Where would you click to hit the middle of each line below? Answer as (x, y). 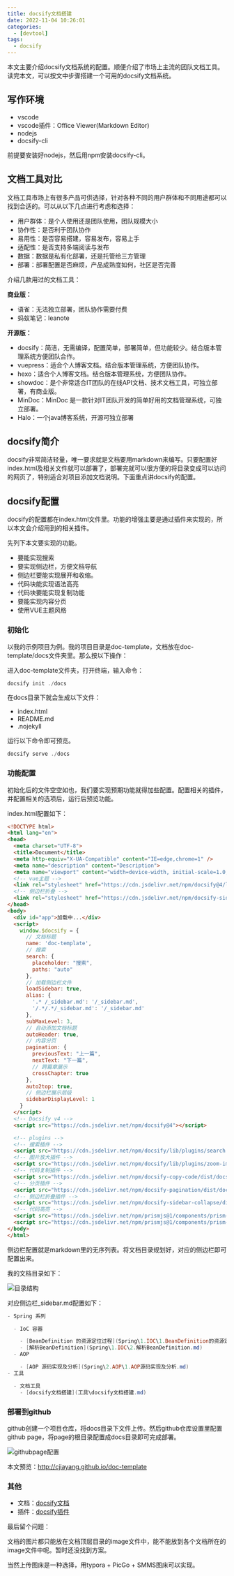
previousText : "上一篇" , (67, 1054)
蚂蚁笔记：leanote (43, 318)
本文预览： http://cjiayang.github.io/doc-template (77, 1466)
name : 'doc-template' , (58, 944)
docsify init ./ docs (37, 683)
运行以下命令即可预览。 (41, 740)
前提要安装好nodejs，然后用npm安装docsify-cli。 (78, 155)
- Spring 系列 (27, 1316)
